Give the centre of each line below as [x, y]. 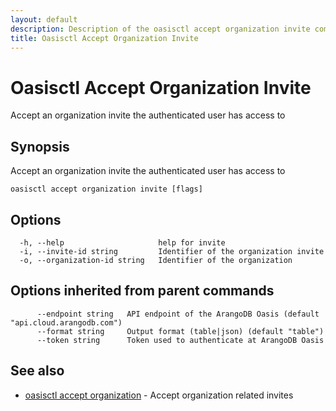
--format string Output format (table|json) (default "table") [180, 331]
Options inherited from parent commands [142, 291]
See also [37, 371]
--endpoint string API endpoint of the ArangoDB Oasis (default [178, 314]
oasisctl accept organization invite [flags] [106, 189]
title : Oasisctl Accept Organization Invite [104, 38]
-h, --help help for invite [122, 242]
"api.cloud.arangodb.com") [66, 322]
